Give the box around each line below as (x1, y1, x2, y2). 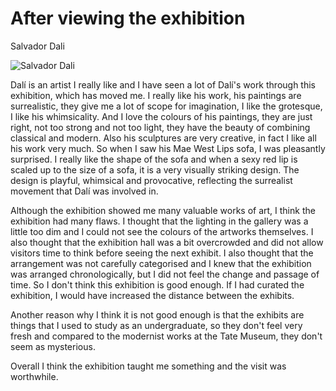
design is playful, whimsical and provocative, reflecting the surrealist (10, 174, 293, 186)
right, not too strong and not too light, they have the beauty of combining (10, 121, 311, 133)
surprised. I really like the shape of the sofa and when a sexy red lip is (10, 153, 298, 165)
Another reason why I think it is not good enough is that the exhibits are (10, 308, 305, 321)
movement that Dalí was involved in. (10, 185, 159, 197)
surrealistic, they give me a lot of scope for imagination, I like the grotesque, (10, 100, 323, 112)
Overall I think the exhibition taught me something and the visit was (10, 360, 287, 372)
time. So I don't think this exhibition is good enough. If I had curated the (10, 278, 305, 291)
